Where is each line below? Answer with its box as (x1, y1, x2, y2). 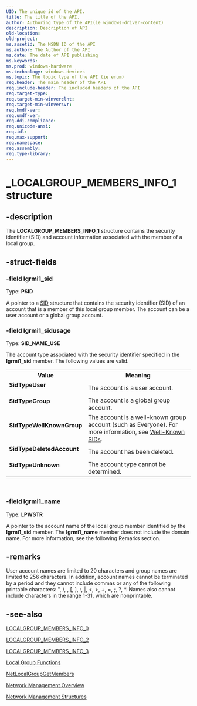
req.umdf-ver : (6, 112, 41, 118)
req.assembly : (6, 145, 41, 151)
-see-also (6, 609, 43, 619)
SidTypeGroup (9, 397, 50, 406)
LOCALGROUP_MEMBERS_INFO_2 (6, 636, 89, 644)
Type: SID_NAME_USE (6, 340, 60, 347)
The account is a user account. (87, 384, 174, 392)
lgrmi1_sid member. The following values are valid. (6, 357, 129, 364)
